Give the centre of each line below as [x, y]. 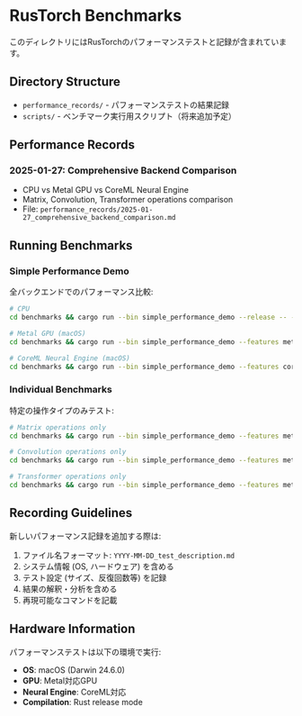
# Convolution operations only [68, 452]
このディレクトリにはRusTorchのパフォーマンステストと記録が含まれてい [144, 41]
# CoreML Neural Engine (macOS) [70, 358]
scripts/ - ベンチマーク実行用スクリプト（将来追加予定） [129, 116]
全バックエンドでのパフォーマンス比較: [81, 292]
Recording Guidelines [71, 513]
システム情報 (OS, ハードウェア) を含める [98, 566]
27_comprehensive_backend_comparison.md [99, 218]
